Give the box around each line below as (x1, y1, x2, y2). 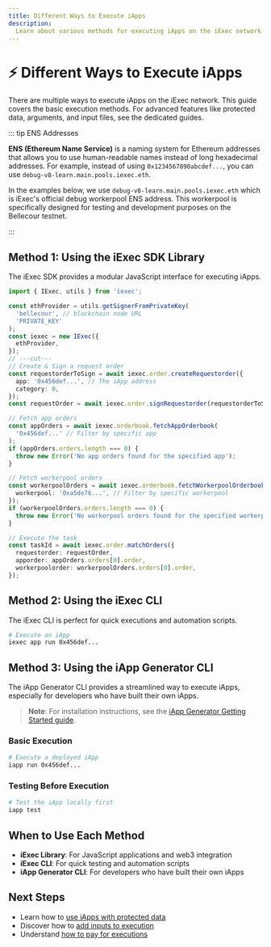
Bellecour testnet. (8, 211, 67, 221)
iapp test (8, 806, 42, 814)
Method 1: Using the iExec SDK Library (8, 250, 206, 264)
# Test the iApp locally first (8, 798, 114, 807)
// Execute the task (8, 534, 78, 542)
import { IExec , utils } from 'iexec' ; (8, 288, 143, 296)
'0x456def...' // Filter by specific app (15, 429, 157, 438)
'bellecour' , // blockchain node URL (15, 309, 143, 318)
